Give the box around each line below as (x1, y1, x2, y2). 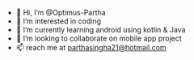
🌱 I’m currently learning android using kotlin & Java (15, 25, 186, 34)
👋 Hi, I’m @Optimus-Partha (15, 8, 107, 17)
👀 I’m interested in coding (15, 16, 102, 26)
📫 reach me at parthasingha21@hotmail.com (15, 43, 167, 52)
